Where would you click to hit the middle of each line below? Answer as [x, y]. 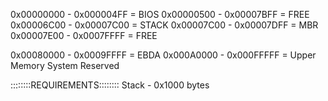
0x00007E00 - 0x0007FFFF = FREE [84, 35]
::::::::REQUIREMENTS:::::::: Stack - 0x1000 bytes [110, 85]
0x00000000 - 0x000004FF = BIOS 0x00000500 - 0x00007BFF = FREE [160, 14]
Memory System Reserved [65, 65]
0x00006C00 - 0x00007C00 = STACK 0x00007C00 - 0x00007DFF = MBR [164, 25]
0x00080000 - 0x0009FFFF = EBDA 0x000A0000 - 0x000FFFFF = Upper [163, 55]
